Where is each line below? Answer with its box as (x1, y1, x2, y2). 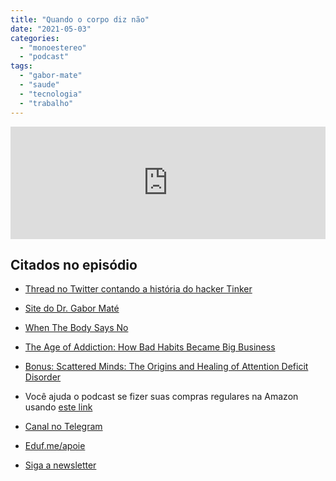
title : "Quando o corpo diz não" (10, 14, 150, 25)
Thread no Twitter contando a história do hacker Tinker (24, 283, 253, 295)
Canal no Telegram (24, 421, 103, 433)
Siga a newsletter (24, 459, 97, 471)
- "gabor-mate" (19, 71, 83, 81)
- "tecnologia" (19, 89, 83, 99)
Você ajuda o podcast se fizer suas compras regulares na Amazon (24, 391, 299, 403)
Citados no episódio (10, 256, 138, 273)
